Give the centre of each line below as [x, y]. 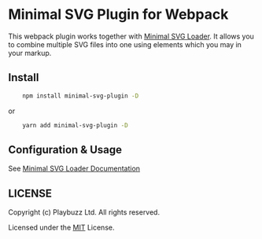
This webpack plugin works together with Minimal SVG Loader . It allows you [131, 36]
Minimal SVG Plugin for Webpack [118, 15]
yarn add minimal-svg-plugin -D [75, 125]
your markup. [30, 53]
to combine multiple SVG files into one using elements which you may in [125, 44]
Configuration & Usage [65, 150]
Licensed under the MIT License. [61, 228]
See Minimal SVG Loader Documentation [74, 169]
